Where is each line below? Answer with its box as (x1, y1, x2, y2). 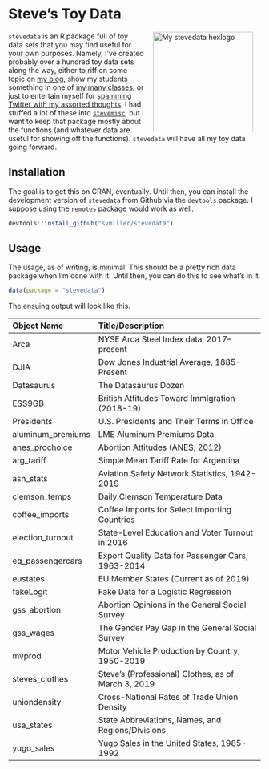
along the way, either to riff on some (8, 65, 128, 75)
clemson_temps (12, 491, 72, 502)
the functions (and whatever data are (8, 125, 130, 135)
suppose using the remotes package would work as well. (8, 204, 195, 213)
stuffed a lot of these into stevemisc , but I (8, 107, 144, 117)
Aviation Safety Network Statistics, (98, 468, 228, 480)
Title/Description (98, 320, 165, 331)
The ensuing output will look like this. (8, 302, 130, 311)
